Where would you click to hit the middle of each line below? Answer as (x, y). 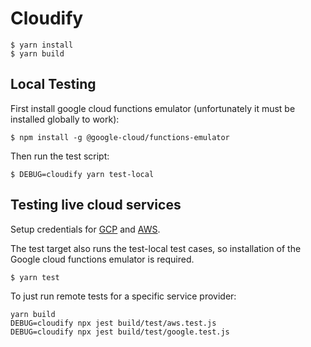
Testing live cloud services (96, 205)
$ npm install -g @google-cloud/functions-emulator (120, 137)
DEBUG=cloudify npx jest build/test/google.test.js (120, 332)
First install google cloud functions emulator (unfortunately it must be (153, 108)
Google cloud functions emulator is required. (102, 259)
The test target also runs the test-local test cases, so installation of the (156, 248)
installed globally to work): (65, 119)
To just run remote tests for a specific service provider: (123, 296)
